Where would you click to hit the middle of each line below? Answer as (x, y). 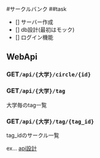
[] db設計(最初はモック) (45, 30)
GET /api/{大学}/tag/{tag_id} (50, 121)
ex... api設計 (22, 148)
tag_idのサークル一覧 (33, 135)
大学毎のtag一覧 (27, 105)
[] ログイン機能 (34, 37)
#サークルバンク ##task (37, 9)
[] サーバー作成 (34, 22)
